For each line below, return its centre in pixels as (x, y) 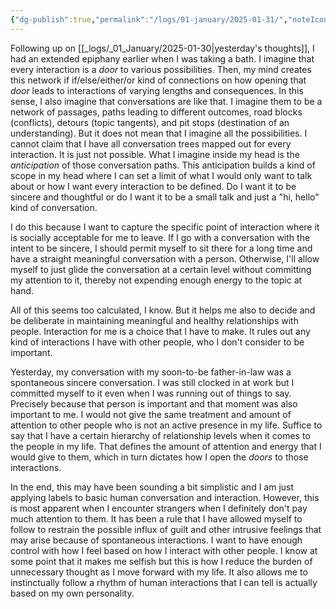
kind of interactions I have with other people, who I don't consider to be (157, 342)
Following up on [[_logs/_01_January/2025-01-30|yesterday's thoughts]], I (162, 48)
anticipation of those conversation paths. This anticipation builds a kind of (163, 165)
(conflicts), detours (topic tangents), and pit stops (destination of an (150, 122)
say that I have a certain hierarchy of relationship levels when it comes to (160, 435)
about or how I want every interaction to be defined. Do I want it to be (153, 186)
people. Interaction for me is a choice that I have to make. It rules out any (160, 331)
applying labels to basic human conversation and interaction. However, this (165, 497)
